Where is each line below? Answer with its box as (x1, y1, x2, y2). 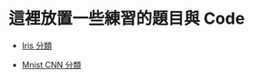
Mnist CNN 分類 (21, 59, 82, 70)
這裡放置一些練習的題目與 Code (8, 8, 245, 29)
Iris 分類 (21, 40, 52, 51)
